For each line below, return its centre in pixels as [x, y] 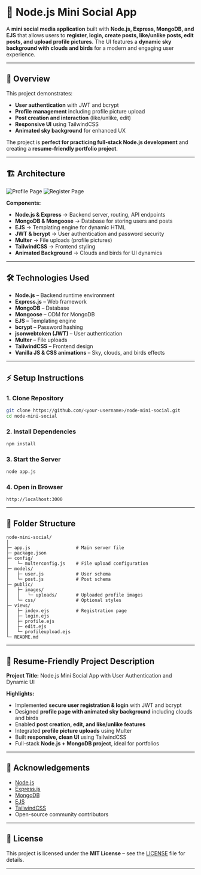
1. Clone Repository [35, 398]
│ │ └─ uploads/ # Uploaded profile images [75, 595]
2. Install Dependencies [41, 431]
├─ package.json [26, 553]
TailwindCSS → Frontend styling [55, 246]
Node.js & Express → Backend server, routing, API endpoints [90, 214]
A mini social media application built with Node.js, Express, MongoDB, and [100, 29]
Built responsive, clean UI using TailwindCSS [71, 737]
